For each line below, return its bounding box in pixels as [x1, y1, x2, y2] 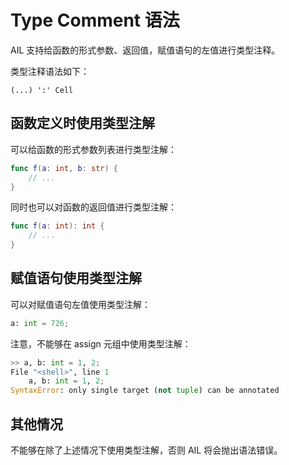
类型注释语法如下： [10, 65, 90, 77]
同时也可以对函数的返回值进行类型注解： [10, 201, 177, 213]
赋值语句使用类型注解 [10, 270, 142, 287]
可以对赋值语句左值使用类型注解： [10, 298, 151, 310]
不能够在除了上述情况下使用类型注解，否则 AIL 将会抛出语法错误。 [10, 444, 283, 456]
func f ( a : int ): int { [10, 221, 105, 231]
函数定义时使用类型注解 [10, 115, 155, 132]
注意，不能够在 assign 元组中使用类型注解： [10, 337, 192, 350]
